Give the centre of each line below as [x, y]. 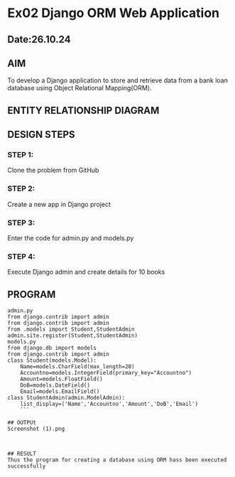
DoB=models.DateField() [55, 385]
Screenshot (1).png [36, 429]
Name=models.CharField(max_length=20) [77, 367]
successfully [27, 466]
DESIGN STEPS [42, 135]
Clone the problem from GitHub [53, 170]
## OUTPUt [22, 423]
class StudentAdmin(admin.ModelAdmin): [66, 398]
